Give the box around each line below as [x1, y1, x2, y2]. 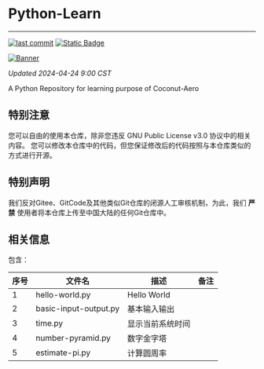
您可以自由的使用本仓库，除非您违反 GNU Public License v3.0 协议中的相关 [8, 130, 251, 140]
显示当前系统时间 [126, 319, 191, 330]
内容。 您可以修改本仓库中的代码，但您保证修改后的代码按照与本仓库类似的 [8, 141, 251, 150]
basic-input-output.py [35, 303, 120, 314]
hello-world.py [35, 290, 91, 301]
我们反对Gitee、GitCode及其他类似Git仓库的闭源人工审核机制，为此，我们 [8, 198, 247, 207]
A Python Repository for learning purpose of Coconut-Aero [8, 83, 200, 93]
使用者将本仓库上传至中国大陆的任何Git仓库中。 [16, 207, 171, 217]
